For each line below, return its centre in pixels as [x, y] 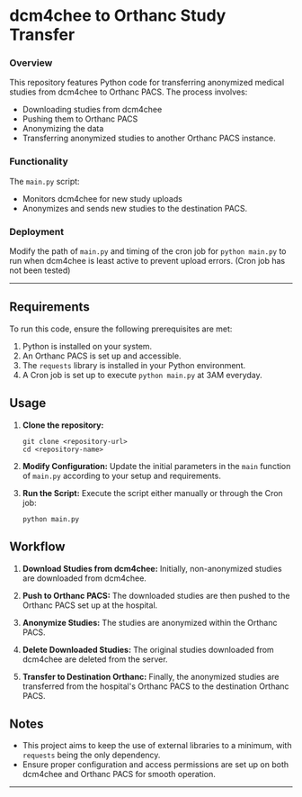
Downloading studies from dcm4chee [92, 110]
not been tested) [40, 270]
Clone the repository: [63, 425]
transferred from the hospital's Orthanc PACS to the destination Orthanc [155, 686]
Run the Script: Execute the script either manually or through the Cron [152, 493]
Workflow [37, 547]
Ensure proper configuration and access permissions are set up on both [155, 765]
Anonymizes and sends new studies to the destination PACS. [135, 208]
